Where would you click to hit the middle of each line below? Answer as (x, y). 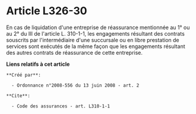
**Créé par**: (24, 75)
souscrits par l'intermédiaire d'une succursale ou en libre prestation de (93, 40)
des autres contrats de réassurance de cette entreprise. (75, 52)
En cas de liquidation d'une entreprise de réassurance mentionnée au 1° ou (98, 27)
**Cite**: (18, 96)
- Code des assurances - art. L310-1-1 (61, 106)
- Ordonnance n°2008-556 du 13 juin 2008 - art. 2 (75, 85)
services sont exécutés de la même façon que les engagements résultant (96, 46)
